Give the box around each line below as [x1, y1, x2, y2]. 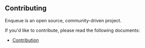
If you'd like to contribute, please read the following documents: [5, 27, 140, 33]
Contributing [5, 4, 47, 13]
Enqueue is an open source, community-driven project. [5, 17, 122, 23]
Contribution [12, 37, 39, 43]
